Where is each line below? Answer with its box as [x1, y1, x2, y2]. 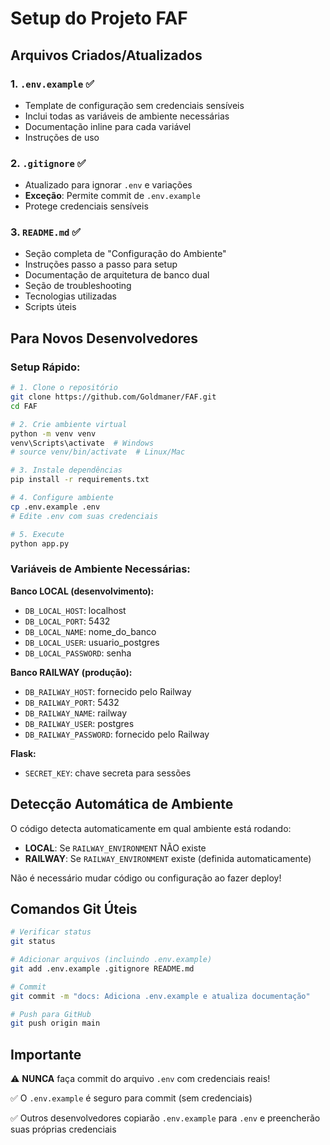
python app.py [10, 538, 70, 549]
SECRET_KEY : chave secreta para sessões [24, 767, 192, 779]
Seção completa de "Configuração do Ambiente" [24, 248, 227, 260]
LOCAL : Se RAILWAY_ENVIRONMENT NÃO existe [24, 842, 207, 854]
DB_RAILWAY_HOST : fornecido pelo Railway [24, 685, 192, 697]
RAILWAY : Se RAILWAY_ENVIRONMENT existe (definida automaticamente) [24, 852, 312, 864]
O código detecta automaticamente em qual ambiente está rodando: [10, 822, 292, 834]
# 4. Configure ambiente [10, 493, 114, 503]
